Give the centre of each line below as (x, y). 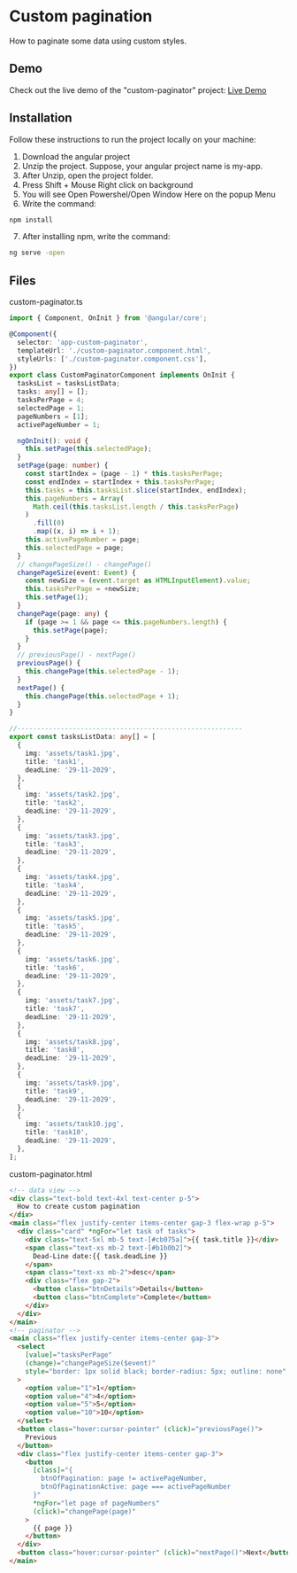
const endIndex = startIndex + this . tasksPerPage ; (120, 482)
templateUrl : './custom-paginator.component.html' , (114, 350)
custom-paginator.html (51, 1174)
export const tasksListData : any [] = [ (83, 737)
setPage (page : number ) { (63, 466)
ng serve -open (37, 253)
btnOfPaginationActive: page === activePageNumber (136, 1487)
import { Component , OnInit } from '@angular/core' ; (108, 318)
